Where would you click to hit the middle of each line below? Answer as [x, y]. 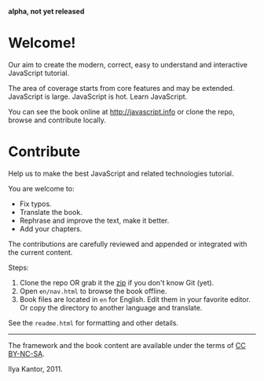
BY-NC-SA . [26, 354]
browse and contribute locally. [57, 120]
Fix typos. [36, 204]
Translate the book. [51, 212]
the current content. [40, 252]
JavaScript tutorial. [38, 73]
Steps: [18, 267]
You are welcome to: [41, 188]
